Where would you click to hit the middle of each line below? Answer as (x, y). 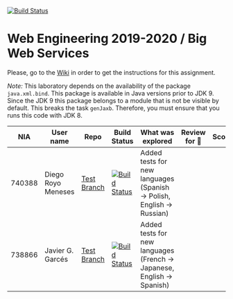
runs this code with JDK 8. (45, 115)
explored (157, 141)
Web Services (48, 54)
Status (122, 141)
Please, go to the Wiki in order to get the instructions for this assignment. (112, 72)
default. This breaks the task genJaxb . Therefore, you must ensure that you (113, 108)
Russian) (155, 213)
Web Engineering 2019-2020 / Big (107, 39)
